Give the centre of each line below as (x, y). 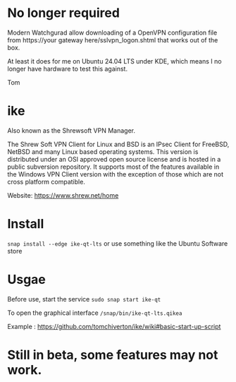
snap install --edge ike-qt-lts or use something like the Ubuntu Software (118, 243)
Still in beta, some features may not (113, 355)
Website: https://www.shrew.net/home (63, 195)
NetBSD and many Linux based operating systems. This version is (103, 151)
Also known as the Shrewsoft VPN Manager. (72, 130)
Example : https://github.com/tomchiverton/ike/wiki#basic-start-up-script (114, 326)
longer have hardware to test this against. (68, 68)
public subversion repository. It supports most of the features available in (113, 167)
